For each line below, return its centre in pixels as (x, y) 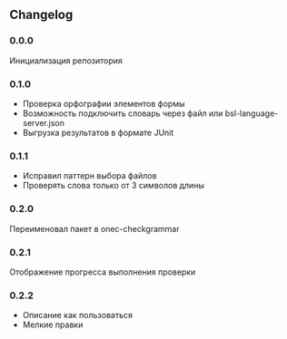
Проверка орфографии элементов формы (104, 103)
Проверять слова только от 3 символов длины (113, 186)
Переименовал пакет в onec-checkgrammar (94, 228)
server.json (44, 122)
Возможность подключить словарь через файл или (123, 113)
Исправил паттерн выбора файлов (89, 176)
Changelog (41, 15)
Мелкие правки (53, 324)
